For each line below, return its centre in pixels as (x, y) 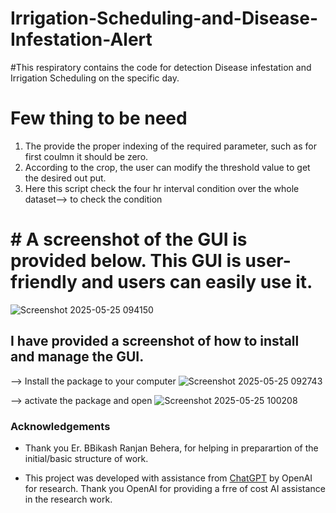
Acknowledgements (60, 426)
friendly (44, 282)
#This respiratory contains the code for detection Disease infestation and (161, 67)
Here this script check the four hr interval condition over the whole (162, 188)
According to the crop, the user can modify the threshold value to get (167, 167)
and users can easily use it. (197, 282)
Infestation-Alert (81, 39)
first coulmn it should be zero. (86, 156)
